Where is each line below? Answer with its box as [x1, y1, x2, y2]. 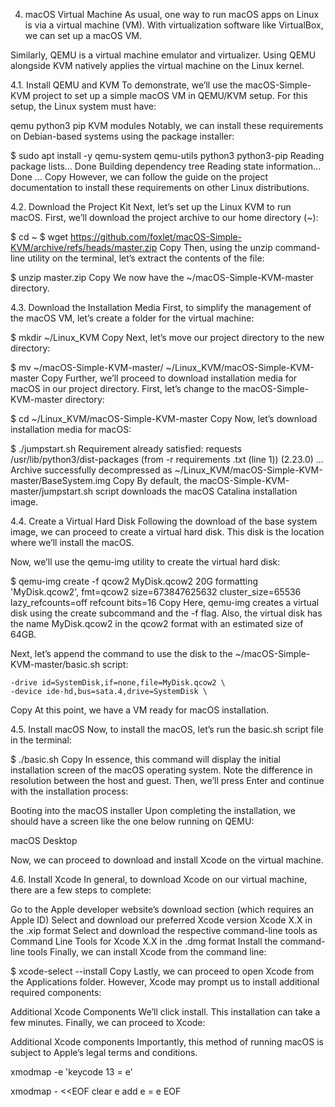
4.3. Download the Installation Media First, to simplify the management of [10, 302, 312, 313]
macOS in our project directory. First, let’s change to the [10, 383, 241, 394]
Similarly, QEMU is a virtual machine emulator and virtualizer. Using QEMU [10, 49, 317, 61]
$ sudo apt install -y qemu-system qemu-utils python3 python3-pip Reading [10, 150, 325, 161]
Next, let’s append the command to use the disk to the [10, 648, 233, 659]
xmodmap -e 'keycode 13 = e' [10, 1066, 133, 1078]
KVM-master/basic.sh [10, 659, 101, 670]
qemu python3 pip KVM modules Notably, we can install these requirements [10, 120, 324, 131]
